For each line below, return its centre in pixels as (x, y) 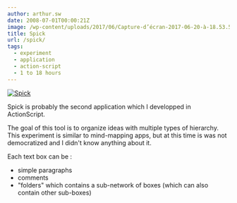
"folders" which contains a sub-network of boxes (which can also (113, 185)
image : (17, 27)
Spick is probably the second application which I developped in (99, 106)
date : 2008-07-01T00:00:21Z (49, 20)
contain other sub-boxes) (54, 192)
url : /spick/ (26, 40)
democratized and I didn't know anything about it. (79, 142)
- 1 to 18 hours (37, 73)
